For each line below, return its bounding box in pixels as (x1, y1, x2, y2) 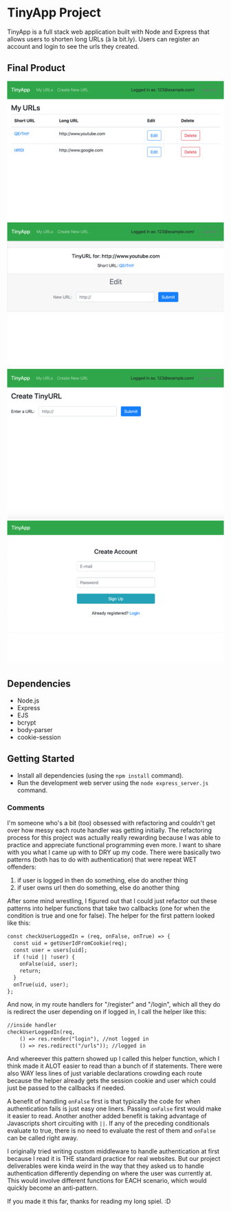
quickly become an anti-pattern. (7, 1184, 98, 1192)
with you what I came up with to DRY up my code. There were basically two (7, 848, 221, 856)
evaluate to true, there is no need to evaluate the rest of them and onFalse (7, 1126, 217, 1135)
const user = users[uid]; (13, 947, 88, 953)
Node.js (16, 696, 40, 705)
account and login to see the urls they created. (7, 42, 140, 50)
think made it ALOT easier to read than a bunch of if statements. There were (7, 1062, 223, 1070)
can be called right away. (7, 1133, 78, 1142)
